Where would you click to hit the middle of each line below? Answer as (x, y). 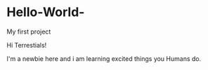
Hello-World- (46, 12)
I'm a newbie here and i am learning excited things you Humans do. (104, 58)
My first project (29, 31)
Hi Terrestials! (27, 45)
